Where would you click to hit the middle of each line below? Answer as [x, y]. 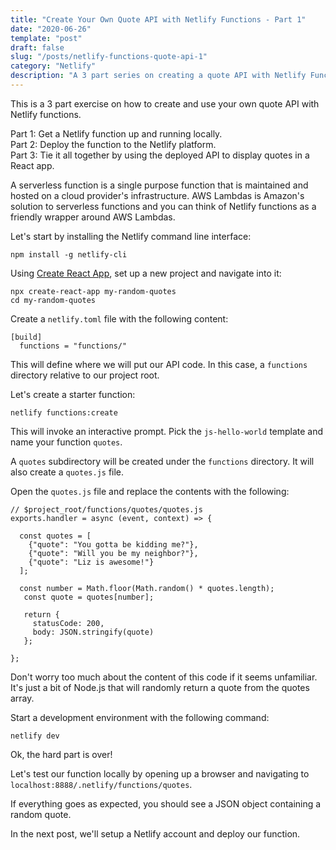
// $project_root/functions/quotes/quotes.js [106, 509]
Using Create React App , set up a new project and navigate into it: [146, 273]
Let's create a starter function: [73, 394]
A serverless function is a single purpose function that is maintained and [159, 185]
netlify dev [35, 736]
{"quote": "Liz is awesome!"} [91, 562]
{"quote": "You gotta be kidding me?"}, [113, 544]
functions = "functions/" [73, 346]
